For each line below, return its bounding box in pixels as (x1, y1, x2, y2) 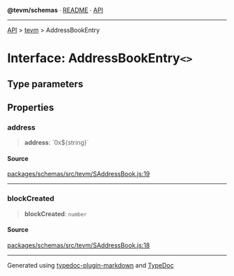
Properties (7, 101, 54, 114)
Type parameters (7, 78, 84, 90)
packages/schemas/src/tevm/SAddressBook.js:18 (7, 240, 150, 250)
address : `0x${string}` (24, 139, 89, 147)
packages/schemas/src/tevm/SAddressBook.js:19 (7, 170, 150, 178)
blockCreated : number (24, 209, 87, 218)
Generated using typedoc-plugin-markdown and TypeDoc (7, 261, 174, 269)
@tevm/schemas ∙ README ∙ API (7, 6, 103, 14)
